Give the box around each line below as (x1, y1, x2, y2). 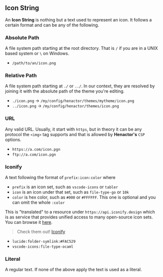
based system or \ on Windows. (5, 51, 70, 57)
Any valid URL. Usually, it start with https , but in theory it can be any (5, 126, 142, 132)
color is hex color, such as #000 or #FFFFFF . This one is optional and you (12, 195, 156, 200)
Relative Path (5, 72, 37, 79)
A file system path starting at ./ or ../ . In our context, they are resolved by (5, 83, 155, 89)
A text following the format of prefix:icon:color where (5, 175, 116, 180)
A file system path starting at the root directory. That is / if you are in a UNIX (5, 45, 158, 51)
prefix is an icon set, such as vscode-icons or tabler (12, 184, 118, 190)
